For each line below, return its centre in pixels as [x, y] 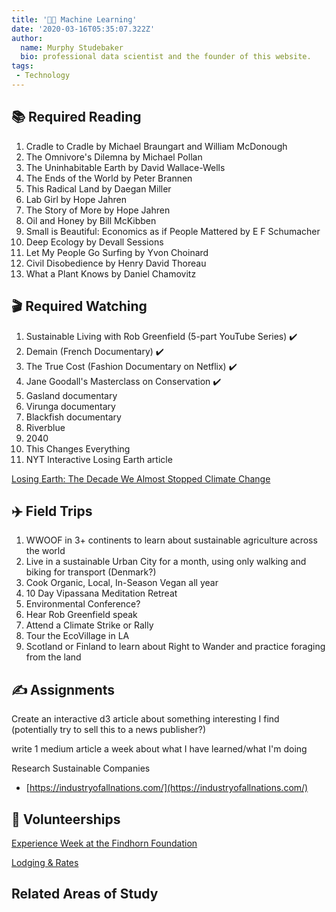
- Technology [43, 76]
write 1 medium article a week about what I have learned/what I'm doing [159, 749]
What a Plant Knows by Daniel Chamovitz [111, 273]
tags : [22, 66]
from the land [53, 657]
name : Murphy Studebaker [72, 47]
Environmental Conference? [83, 604]
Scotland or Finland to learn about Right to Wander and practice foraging [175, 647]
